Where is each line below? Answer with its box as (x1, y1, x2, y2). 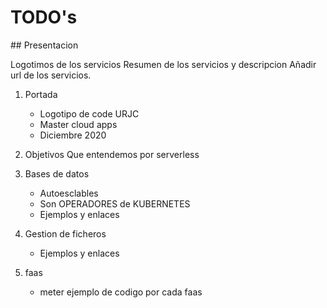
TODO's (10, 6, 78, 29)
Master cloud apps (39, 118, 118, 130)
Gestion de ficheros (24, 227, 107, 240)
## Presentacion (10, 39, 79, 51)
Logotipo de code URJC (39, 107, 140, 120)
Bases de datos (24, 167, 90, 180)
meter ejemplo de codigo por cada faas (39, 286, 203, 298)
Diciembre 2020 (39, 129, 107, 141)
